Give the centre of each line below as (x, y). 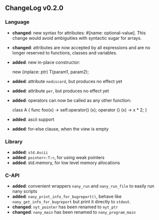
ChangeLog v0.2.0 (34, 8)
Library (14, 141)
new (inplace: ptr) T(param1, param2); (51, 72)
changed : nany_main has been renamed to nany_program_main (74, 212)
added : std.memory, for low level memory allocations (66, 163)
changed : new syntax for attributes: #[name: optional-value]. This (79, 33)
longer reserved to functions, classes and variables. (65, 53)
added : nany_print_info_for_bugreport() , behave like (67, 196)
